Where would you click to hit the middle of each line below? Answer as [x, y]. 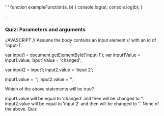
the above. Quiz [21, 109]
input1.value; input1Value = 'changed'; [43, 60]
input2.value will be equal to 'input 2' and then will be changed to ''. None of [82, 104]
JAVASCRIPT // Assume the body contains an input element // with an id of [81, 40]
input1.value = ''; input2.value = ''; [39, 79]
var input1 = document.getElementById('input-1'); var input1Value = [73, 55]
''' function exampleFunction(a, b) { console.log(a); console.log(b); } [74, 7]
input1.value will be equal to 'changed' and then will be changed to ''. [75, 99]
